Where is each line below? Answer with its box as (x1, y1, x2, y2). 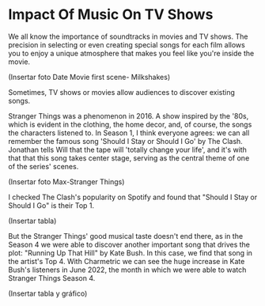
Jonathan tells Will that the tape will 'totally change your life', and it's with (8, 145, 248, 154)
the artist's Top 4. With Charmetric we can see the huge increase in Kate (8, 256, 245, 266)
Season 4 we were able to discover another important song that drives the (8, 240, 251, 249)
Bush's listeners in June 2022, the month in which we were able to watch (8, 265, 247, 274)
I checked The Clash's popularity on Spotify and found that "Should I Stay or (8, 192, 258, 202)
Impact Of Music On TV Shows (8, 6, 214, 24)
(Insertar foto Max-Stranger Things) (8, 176, 125, 187)
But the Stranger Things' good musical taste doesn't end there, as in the (8, 231, 244, 240)
